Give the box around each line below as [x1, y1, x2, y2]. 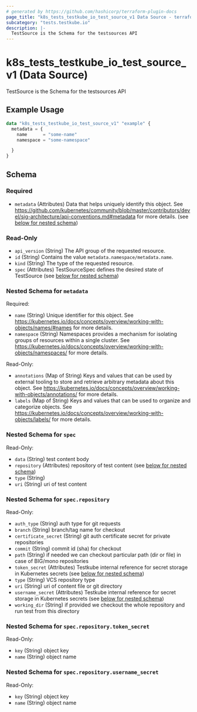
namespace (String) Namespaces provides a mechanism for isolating [14, 330, 178, 337]
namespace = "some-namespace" [16, 137, 91, 143]
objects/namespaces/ [14, 349, 67, 356]
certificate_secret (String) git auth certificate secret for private [14, 532, 171, 539]
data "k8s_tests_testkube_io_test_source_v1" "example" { [6, 120, 151, 127]
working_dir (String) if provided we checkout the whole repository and [14, 601, 185, 608]
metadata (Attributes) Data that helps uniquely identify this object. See [14, 200, 184, 207]
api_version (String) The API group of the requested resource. [14, 247, 166, 254]
